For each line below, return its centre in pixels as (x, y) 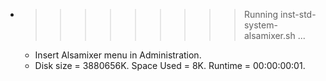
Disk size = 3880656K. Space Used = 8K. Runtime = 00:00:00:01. (170, 65)
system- (260, 25)
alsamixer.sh (269, 35)
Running (261, 14)
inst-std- (298, 14)
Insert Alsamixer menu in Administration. (118, 55)
